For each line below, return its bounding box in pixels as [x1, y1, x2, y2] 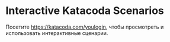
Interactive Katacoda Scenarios [5, 4, 164, 17]
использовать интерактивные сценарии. [5, 29, 108, 36]
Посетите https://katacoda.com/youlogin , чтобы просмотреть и [5, 23, 164, 30]
